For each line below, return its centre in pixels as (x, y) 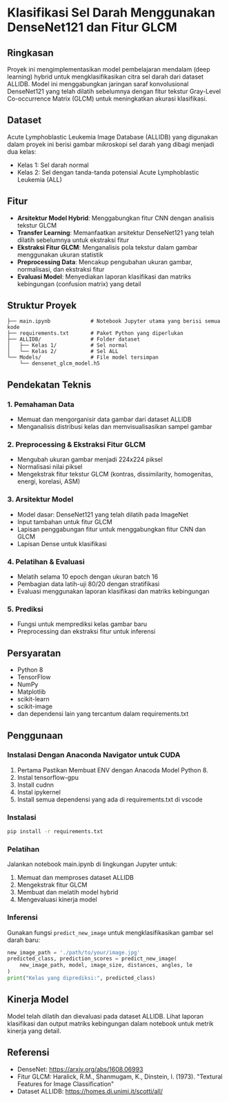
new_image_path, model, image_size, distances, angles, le (106, 965)
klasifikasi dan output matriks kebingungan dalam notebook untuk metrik (110, 1023)
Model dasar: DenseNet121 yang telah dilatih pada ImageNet (102, 514)
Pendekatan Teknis (49, 384)
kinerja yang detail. (34, 1031)
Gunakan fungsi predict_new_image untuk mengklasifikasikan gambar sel (110, 932)
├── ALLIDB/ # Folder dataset (73, 339)
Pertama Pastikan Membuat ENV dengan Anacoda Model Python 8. (112, 770)
